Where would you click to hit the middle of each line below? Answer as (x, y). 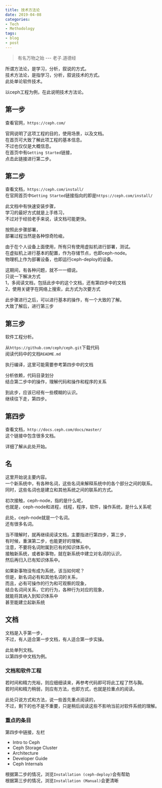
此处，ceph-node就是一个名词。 (39, 517)
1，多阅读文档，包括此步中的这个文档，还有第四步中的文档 (66, 283)
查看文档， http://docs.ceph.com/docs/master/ (54, 429)
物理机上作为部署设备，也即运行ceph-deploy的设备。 (60, 259)
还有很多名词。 (21, 523)
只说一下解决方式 (23, 277)
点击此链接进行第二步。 (29, 159)
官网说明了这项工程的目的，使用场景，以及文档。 (56, 133)
